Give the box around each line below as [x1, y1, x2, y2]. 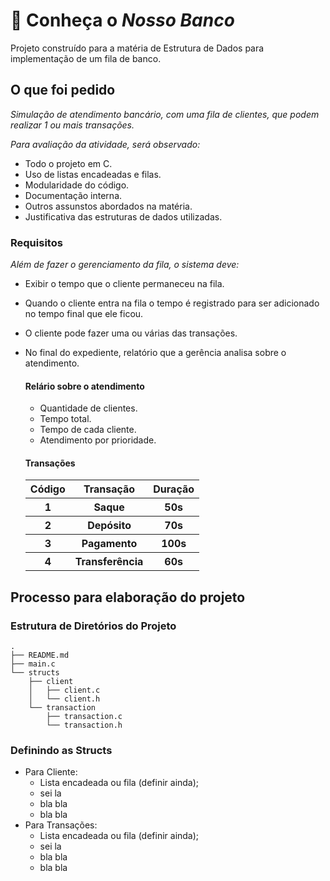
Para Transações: [24, 819, 98, 831]
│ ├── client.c [28, 685, 101, 696]
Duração [153, 482, 195, 496]
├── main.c [10, 659, 56, 669]
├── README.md [10, 650, 70, 661]
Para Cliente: [24, 766, 78, 778]
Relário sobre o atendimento [24, 380, 145, 392]
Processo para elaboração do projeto [10, 589, 246, 606]
